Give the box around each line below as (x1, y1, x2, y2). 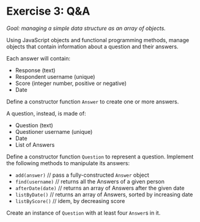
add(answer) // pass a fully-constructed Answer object (15, 171, 149, 179)
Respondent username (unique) (15, 73, 95, 80)
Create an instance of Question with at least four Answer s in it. (6, 209, 161, 216)
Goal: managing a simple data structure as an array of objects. (6, 24, 166, 32)
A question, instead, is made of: (6, 109, 86, 117)
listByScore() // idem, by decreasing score (15, 197, 125, 204)
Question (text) (15, 121, 53, 129)
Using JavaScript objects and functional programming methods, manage (6, 36, 190, 43)
